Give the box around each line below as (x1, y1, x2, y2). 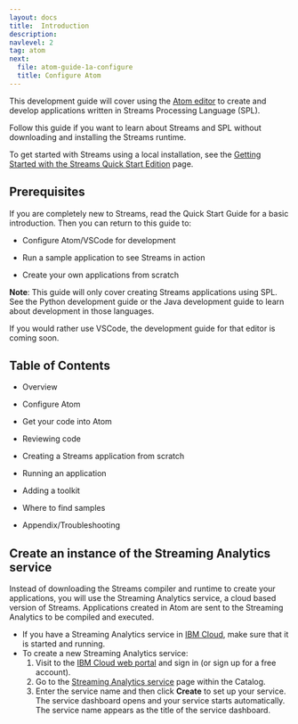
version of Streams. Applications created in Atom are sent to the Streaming (9, 603, 284, 613)
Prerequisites (9, 185, 85, 200)
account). (35, 667, 71, 678)
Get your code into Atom (21, 416, 113, 427)
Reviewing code (21, 433, 82, 444)
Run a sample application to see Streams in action (21, 251, 205, 263)
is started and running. (21, 638, 106, 649)
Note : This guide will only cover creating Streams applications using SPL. (9, 286, 278, 297)
